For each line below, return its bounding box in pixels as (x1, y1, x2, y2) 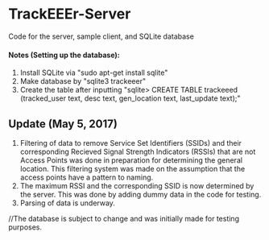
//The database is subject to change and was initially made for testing (8, 213, 240, 223)
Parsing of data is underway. (19, 198, 115, 208)
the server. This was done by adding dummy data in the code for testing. (19, 189, 262, 199)
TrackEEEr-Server (8, 5, 131, 23)
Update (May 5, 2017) (8, 117, 118, 130)
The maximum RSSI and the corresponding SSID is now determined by (19, 180, 255, 190)
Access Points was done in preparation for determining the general (19, 155, 243, 165)
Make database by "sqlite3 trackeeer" (19, 77, 147, 86)
